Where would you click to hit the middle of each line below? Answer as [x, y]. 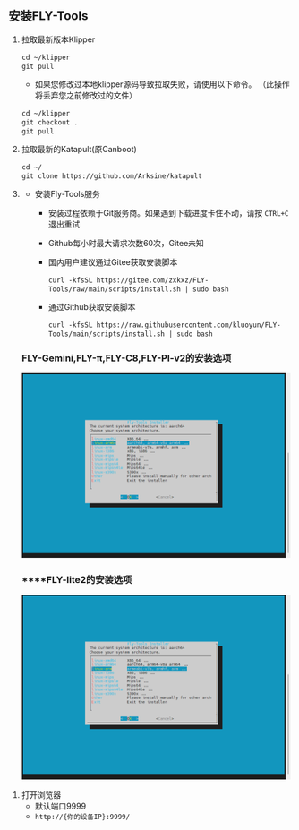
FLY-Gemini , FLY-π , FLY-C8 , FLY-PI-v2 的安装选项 [126, 358]
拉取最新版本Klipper [58, 39]
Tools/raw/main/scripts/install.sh [114, 289]
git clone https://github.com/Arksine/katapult [111, 176]
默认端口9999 [60, 806]
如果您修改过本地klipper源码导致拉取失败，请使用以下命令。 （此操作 [162, 84]
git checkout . [50, 122]
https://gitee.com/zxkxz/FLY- [153, 280]
